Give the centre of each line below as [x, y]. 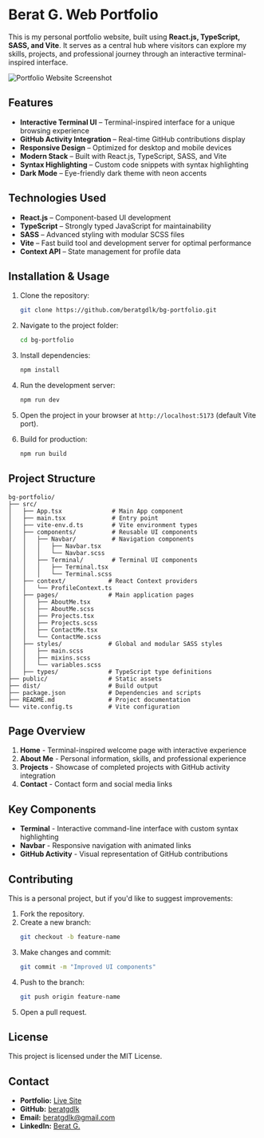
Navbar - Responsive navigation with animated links [105, 846]
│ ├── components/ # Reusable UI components [103, 532]
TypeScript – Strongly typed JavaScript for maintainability [115, 226]
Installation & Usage [59, 276]
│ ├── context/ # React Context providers [103, 581]
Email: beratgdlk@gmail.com [67, 1118]
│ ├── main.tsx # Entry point [83, 518]
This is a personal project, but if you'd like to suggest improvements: [121, 898]
